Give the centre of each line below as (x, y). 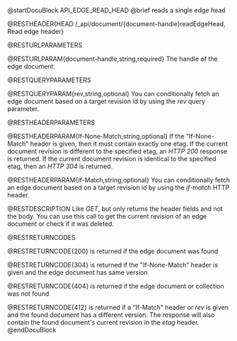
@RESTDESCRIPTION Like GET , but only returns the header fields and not (115, 209)
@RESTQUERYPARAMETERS (49, 80)
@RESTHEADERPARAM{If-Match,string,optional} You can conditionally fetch (119, 180)
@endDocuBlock (32, 330)
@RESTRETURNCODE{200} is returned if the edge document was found (113, 251)
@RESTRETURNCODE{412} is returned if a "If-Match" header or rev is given (118, 307)
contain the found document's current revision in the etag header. (103, 322)
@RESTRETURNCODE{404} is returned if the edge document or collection (116, 286)
